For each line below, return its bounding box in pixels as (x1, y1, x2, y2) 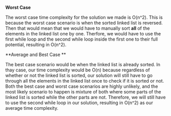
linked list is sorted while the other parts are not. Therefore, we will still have (5, 94, 166, 100)
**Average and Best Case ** (5, 51, 67, 57)
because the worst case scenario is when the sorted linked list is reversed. (5, 20, 163, 26)
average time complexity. (5, 105, 59, 111)
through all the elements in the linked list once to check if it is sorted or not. (5, 78, 164, 84)
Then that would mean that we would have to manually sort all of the (5, 25, 150, 31)
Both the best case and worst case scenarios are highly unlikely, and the (5, 83, 158, 89)
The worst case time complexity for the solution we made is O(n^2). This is (5, 14, 163, 20)
